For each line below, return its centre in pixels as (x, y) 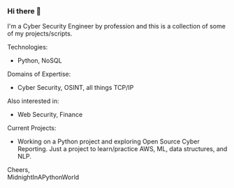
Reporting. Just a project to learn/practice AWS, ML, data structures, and (122, 149)
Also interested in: (33, 101)
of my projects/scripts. (40, 33)
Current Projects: (32, 128)
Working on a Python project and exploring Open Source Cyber (109, 141)
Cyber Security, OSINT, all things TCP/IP (75, 88)
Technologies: (28, 47)
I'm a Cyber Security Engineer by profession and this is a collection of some (116, 26)
